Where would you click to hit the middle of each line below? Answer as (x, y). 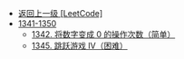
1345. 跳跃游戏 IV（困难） (80, 45)
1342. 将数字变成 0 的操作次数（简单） (103, 34)
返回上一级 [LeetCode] (60, 13)
